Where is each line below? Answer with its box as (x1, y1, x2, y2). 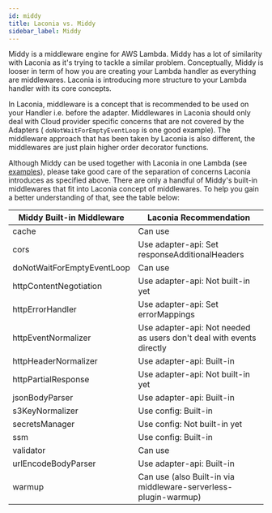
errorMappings (138, 309, 196, 321)
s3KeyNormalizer (12, 405, 79, 416)
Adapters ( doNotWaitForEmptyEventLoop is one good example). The (8, 125, 231, 135)
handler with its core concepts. (8, 84, 112, 93)
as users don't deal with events (138, 332, 257, 343)
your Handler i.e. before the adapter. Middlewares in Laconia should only (8, 108, 251, 118)
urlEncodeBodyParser (12, 458, 96, 469)
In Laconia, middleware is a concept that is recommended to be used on (8, 99, 249, 110)
